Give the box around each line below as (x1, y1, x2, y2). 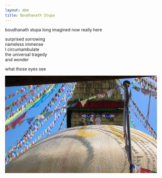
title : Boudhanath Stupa (5, 13, 55, 18)
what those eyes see (5, 66, 46, 72)
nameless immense (5, 41, 43, 47)
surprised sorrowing (5, 36, 45, 42)
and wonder (5, 56, 29, 62)
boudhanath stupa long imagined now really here (5, 27, 102, 32)
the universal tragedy (5, 51, 47, 57)
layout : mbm (5, 8, 29, 13)
